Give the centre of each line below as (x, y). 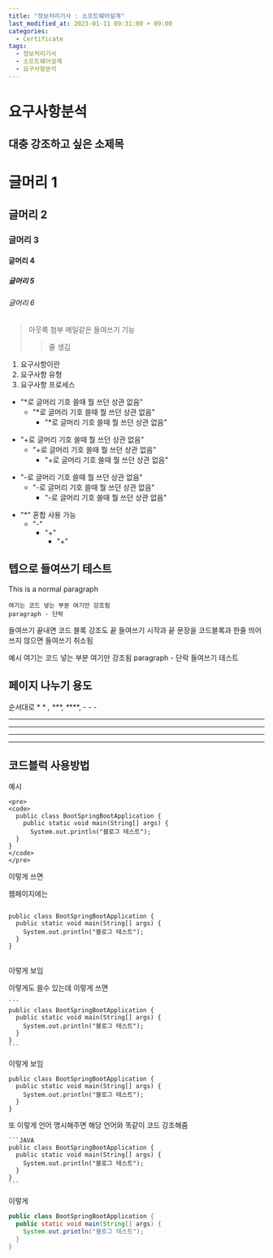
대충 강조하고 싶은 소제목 (66, 144)
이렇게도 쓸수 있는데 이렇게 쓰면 (58, 988)
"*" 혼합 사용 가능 (48, 515)
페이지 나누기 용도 (50, 686)
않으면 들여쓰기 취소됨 (58, 640)
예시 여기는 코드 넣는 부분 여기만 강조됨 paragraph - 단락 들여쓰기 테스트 (123, 657)
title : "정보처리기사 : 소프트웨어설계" (67, 16)
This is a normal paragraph (54, 589)
